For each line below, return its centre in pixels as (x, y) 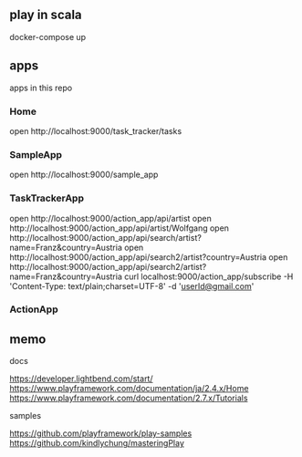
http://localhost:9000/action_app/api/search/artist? (106, 237)
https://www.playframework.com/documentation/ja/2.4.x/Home (129, 389)
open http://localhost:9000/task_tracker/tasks (96, 130)
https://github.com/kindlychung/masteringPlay (97, 443)
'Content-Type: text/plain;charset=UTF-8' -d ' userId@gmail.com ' (132, 286)
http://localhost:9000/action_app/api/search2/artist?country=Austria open (149, 257)
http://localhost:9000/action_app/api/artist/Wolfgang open (120, 228)
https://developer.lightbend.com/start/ (81, 379)
